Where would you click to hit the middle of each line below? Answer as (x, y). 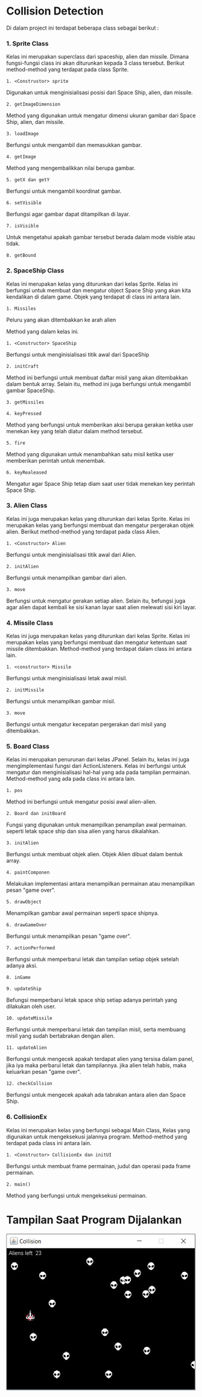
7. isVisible (23, 226)
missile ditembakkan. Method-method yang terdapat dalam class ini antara (99, 649)
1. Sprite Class (27, 44)
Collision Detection (55, 11)
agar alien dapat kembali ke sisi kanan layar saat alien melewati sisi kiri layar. (101, 607)
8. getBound (21, 256)
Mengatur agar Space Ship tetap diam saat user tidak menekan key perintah (101, 483)
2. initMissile (25, 690)
